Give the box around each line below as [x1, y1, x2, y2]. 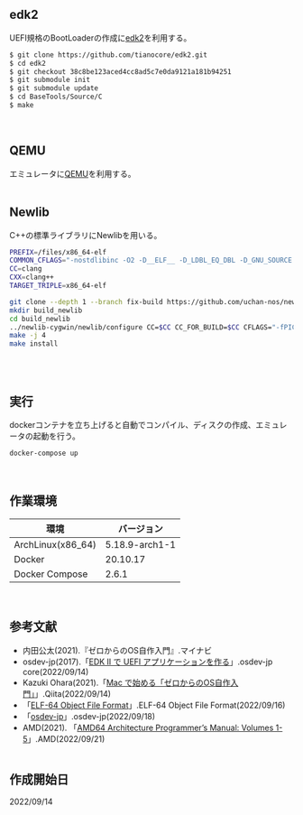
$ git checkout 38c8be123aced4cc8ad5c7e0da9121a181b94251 [9, 67, 232, 76]
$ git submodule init [9, 76, 91, 85]
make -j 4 [9, 331, 47, 340]
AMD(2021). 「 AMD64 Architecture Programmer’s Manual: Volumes [22, 722, 274, 733]
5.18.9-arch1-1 [105, 538, 176, 551]
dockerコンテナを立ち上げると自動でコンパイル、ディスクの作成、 [9, 420, 256, 430]
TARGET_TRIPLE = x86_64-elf [9, 282, 106, 291]
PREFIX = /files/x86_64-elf [9, 247, 106, 256]
